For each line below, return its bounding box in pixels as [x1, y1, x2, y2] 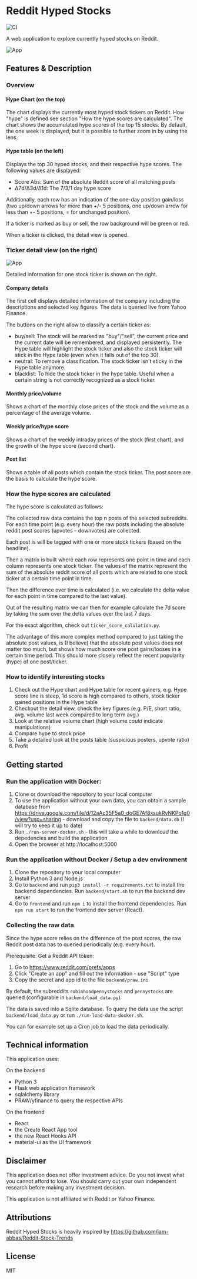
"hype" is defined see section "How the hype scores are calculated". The [6, 115, 183, 122]
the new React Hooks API [14, 1132, 76, 1139]
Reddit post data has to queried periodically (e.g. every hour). [6, 941, 156, 948]
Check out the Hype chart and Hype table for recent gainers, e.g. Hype [14, 686, 187, 693]
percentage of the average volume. [6, 409, 92, 417]
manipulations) [14, 723, 51, 731]
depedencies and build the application [14, 835, 108, 842]
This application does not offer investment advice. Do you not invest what [6, 1171, 185, 1179]
